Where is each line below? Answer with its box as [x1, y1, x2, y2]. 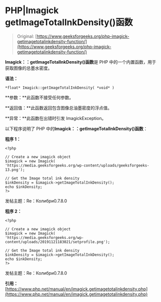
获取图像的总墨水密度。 [5, 65, 52, 71]
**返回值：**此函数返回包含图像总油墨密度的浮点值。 [5, 105, 112, 111]
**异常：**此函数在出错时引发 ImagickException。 [5, 115, 106, 121]
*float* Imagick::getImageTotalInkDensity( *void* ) [5, 85, 115, 90]
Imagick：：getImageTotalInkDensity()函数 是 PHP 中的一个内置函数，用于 [5, 59, 157, 65]
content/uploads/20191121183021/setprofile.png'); [5, 239, 110, 244]
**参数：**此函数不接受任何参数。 [5, 94, 74, 100]
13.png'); [5, 167, 25, 172]
